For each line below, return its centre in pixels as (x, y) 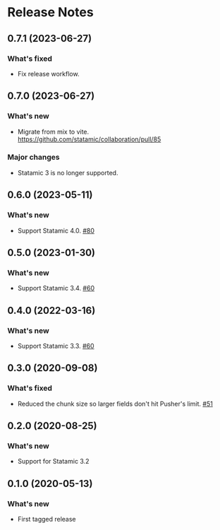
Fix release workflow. (48, 73)
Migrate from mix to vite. (53, 131)
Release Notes (50, 12)
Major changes (33, 158)
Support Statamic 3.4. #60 (56, 288)
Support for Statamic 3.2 (53, 461)
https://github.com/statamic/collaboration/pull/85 (89, 139)
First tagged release (47, 519)
